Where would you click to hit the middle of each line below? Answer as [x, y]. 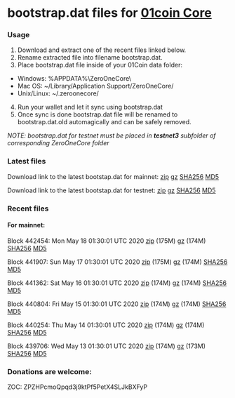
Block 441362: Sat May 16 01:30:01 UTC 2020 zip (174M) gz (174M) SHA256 [117, 283]
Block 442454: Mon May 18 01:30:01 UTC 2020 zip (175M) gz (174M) [107, 241]
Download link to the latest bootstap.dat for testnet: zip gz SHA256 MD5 [112, 190]
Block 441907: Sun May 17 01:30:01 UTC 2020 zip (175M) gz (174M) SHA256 [117, 262]
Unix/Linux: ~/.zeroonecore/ [58, 93]
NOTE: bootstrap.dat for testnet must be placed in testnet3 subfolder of [112, 135]
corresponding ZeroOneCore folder [58, 143]
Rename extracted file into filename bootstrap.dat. [90, 58]
